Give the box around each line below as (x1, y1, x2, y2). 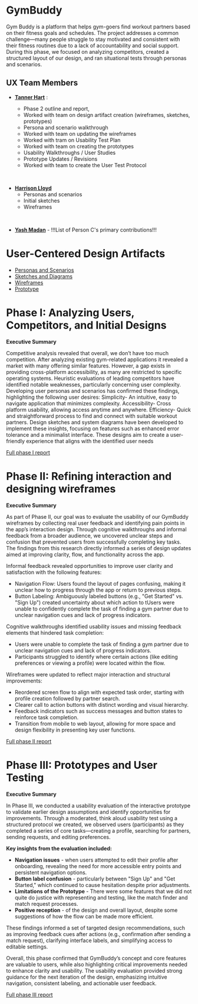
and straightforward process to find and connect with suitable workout (6, 412, 177, 420)
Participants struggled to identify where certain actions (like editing (14, 653, 178, 660)
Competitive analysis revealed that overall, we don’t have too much (6, 349, 169, 356)
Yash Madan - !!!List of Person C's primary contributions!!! (14, 226, 157, 233)
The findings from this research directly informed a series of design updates (6, 544, 192, 551)
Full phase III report (6, 991, 53, 998)
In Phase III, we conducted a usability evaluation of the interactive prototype (6, 802, 190, 809)
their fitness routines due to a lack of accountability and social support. (6, 42, 179, 49)
